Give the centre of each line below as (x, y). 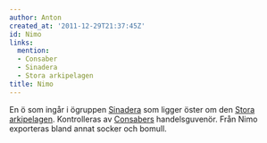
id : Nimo (25, 34)
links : (21, 42)
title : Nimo (31, 84)
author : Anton (36, 17)
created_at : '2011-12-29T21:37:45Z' (77, 26)
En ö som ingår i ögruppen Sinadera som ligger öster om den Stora (132, 109)
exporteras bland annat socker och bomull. (88, 128)
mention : (33, 51)
